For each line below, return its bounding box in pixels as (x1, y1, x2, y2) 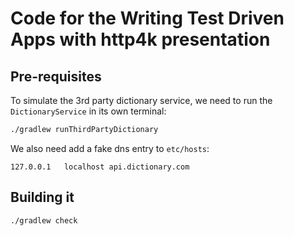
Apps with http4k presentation (10, 28, 271, 51)
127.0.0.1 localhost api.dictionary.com (10, 162, 190, 172)
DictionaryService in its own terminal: (10, 105, 167, 117)
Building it (10, 189, 75, 206)
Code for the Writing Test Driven (10, 7, 285, 30)
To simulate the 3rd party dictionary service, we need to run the (10, 95, 273, 106)
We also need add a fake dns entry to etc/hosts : (10, 142, 210, 154)
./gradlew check (10, 215, 78, 226)
